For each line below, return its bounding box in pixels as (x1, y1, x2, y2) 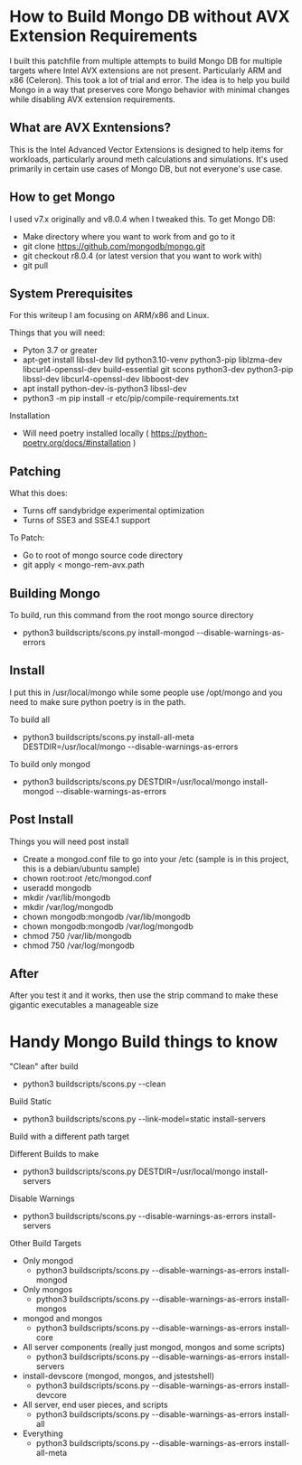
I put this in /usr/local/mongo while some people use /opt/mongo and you (9, 687, 283, 698)
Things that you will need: (9, 327, 106, 338)
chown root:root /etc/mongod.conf (22, 872, 152, 883)
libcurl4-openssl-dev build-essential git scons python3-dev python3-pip (22, 364, 294, 375)
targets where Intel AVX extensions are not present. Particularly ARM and (9, 65, 282, 76)
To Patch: (9, 532, 45, 543)
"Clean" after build (9, 1061, 79, 1072)
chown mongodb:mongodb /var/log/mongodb (22, 920, 193, 932)
